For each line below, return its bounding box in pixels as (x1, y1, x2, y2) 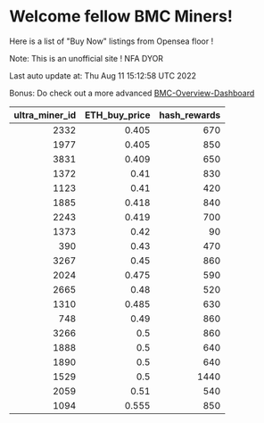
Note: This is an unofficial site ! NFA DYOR (9, 53, 163, 63)
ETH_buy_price (84, 109, 151, 121)
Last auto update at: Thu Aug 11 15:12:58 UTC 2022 (9, 70, 197, 81)
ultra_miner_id (13, 109, 77, 121)
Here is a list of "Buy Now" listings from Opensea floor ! (9, 36, 214, 46)
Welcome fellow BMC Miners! (9, 6, 234, 27)
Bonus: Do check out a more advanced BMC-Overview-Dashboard (9, 87, 255, 98)
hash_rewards (159, 109, 221, 121)
